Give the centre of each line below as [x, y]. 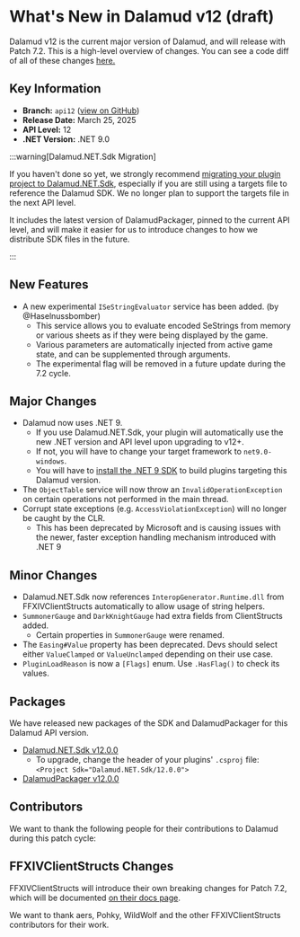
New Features [49, 285]
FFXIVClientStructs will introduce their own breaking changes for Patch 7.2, [148, 888]
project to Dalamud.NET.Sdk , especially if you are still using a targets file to [148, 183]
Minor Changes [53, 575]
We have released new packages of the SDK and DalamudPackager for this [149, 723]
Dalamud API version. [49, 733]
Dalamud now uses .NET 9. [72, 423]
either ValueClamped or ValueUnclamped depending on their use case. [148, 654]
